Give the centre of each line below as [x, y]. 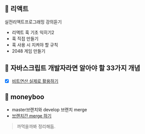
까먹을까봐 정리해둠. [36, 126]
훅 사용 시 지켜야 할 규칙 [35, 45]
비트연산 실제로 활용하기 [35, 81]
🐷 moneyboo [24, 97]
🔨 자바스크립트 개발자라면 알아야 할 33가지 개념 [72, 68]
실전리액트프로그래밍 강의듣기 [33, 22]
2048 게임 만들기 [28, 51]
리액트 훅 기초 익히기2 [33, 32]
